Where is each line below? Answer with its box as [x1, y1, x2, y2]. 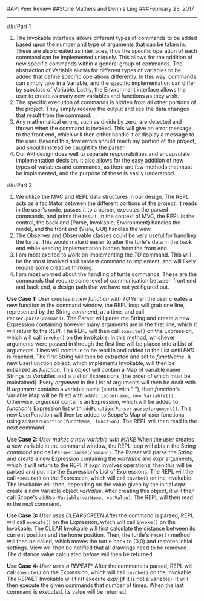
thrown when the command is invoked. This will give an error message [15, 124, 192, 132]
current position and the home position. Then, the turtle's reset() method [7, 531, 190, 539]
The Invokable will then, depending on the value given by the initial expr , [7, 481, 187, 488]
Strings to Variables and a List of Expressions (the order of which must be [7, 372, 191, 380]
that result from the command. [15, 112, 92, 119]
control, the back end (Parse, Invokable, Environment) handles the [15, 219, 181, 226]
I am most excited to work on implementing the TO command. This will [15, 251, 191, 258]
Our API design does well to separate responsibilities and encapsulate [15, 150, 190, 157]
